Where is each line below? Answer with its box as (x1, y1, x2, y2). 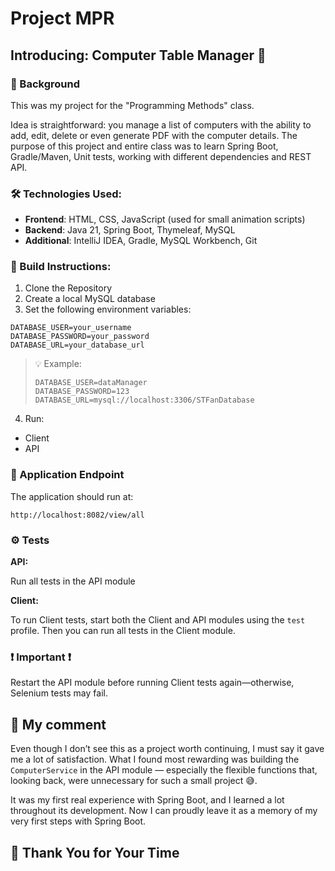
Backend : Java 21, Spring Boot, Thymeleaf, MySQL (24, 224, 236, 236)
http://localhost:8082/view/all (10, 510, 145, 520)
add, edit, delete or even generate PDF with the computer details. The (10, 129, 298, 141)
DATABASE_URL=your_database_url (10, 340, 145, 351)
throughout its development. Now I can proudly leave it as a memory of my (10, 805, 318, 817)
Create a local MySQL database (24, 293, 156, 305)
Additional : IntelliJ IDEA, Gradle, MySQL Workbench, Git (24, 235, 258, 247)
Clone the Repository (24, 282, 113, 294)
